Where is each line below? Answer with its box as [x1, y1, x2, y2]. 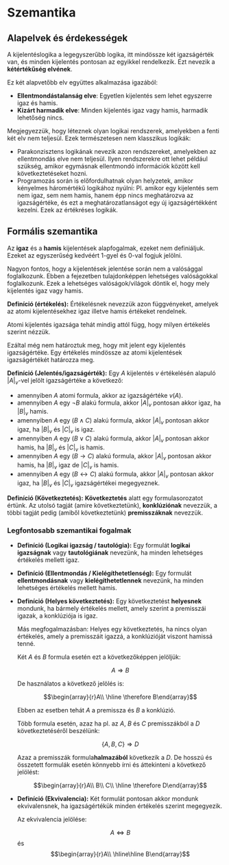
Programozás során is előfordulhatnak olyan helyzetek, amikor [16, 177, 193, 185]
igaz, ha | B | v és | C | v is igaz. [16, 425, 95, 435]
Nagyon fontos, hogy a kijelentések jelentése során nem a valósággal [7, 265, 204, 273]
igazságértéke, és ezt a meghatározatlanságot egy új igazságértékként [16, 199, 217, 207]
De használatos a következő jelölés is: [16, 679, 125, 688]
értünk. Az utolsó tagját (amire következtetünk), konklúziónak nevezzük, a [7, 501, 218, 509]
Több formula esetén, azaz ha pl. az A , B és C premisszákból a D [16, 719, 200, 728]
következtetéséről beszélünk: [16, 726, 100, 734]
